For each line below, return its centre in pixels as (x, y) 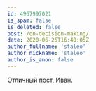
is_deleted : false (34, 27)
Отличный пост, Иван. (40, 80)
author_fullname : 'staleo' (47, 47)
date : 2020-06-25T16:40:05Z (48, 40)
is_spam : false (29, 20)
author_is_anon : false (40, 60)
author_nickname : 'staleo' (47, 54)
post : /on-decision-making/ (48, 34)
